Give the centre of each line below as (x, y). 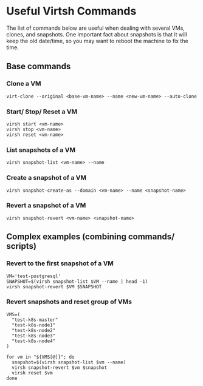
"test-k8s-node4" (34, 341)
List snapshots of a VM (41, 150)
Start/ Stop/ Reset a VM (42, 112)
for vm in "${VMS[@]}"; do (40, 357)
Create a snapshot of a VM (46, 178)
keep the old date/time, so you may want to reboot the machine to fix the (97, 41)
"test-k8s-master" (35, 320)
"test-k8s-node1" (34, 325)
